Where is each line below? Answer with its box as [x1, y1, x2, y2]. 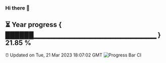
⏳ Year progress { [5, 20, 62, 29]
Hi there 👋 [5, 4, 30, 11]
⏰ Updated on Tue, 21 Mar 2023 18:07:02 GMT [5, 52, 103, 58]
